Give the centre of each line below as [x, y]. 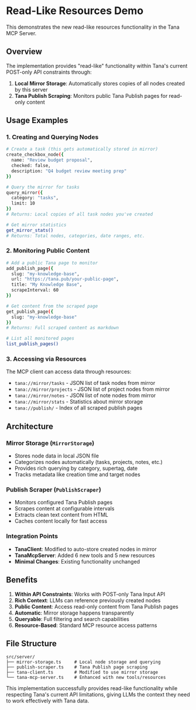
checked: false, [31, 166]
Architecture [30, 426]
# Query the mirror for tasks [43, 187]
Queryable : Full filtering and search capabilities [72, 619]
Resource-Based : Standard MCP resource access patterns [86, 625]
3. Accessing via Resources [46, 359]
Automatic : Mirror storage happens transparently [74, 613]
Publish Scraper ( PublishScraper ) [54, 490]
